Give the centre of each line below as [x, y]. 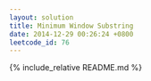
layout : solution [42, 17]
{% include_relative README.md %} [76, 68]
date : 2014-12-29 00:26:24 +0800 [71, 34]
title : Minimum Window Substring [71, 26]
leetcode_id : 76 [39, 42]
